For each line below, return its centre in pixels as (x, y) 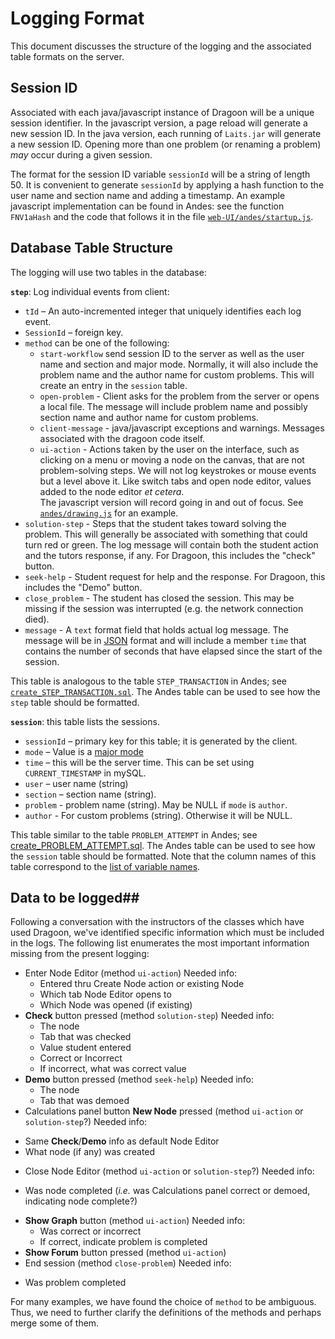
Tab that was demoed (84, 1101)
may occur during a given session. (81, 154)
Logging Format (77, 18)
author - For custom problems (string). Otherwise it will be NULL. (158, 815)
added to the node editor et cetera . (112, 491)
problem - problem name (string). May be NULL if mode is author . (156, 804)
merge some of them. (55, 1323)
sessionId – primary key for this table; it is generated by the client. (161, 741)
